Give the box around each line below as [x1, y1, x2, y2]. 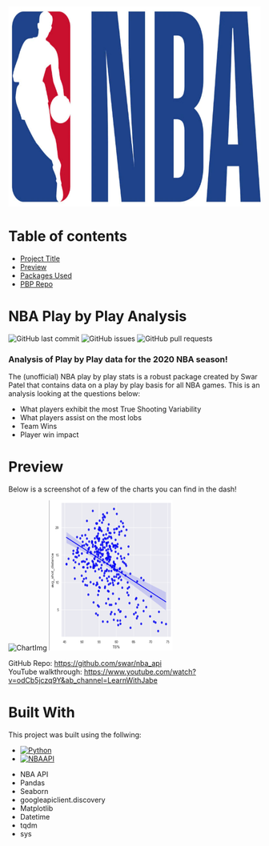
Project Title [19, 254, 60, 263]
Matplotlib [19, 804, 54, 813]
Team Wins [19, 422, 58, 431]
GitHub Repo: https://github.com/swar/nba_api [8, 659, 163, 668]
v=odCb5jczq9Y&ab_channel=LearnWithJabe [8, 676, 158, 685]
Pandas [19, 778, 46, 788]
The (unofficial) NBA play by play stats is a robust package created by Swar [8, 372, 258, 382]
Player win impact [19, 430, 79, 439]
